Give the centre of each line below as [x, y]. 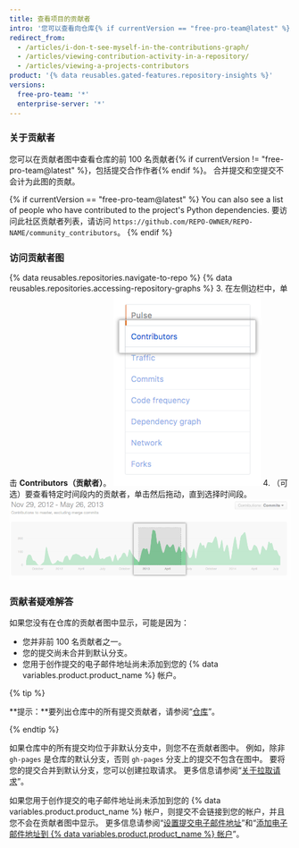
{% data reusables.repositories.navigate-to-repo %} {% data [121, 278]
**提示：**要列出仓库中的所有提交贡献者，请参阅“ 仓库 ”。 [115, 712]
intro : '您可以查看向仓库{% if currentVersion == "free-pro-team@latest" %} [150, 28]
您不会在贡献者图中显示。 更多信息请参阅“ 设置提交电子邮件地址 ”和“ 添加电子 [149, 823]
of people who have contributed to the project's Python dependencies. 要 [144, 209]
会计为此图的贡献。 [45, 181]
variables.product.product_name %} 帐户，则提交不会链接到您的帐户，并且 [147, 812]
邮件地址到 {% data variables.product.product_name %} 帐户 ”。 [127, 834]
